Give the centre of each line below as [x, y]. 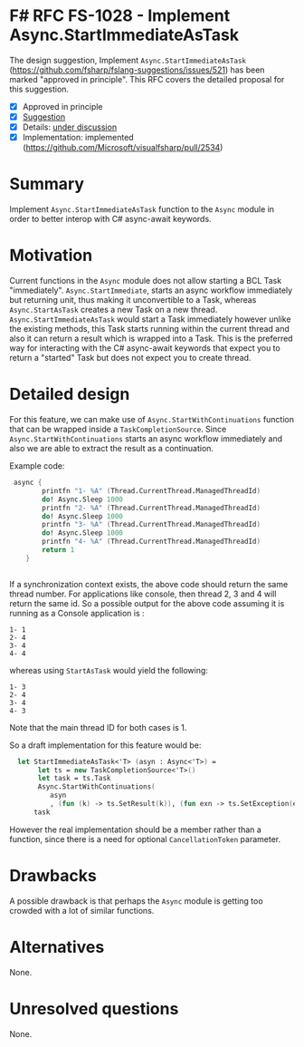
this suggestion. [39, 89]
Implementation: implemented [78, 138]
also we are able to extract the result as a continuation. [112, 448]
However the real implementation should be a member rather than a [136, 829]
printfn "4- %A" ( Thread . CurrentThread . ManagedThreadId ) [151, 542]
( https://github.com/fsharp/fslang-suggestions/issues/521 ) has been [137, 70]
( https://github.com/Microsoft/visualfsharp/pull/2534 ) [123, 148]
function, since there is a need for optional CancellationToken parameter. [145, 839]
